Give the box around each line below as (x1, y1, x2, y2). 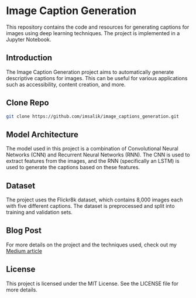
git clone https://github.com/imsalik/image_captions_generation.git (6, 113, 180, 119)
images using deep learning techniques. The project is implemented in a (6, 29, 180, 36)
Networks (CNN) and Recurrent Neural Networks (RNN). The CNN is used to (6, 151, 190, 159)
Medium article (6, 247, 43, 254)
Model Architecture (6, 129, 79, 139)
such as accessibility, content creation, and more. (6, 81, 126, 88)
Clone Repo (6, 98, 49, 108)
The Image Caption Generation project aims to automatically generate (6, 68, 174, 76)
